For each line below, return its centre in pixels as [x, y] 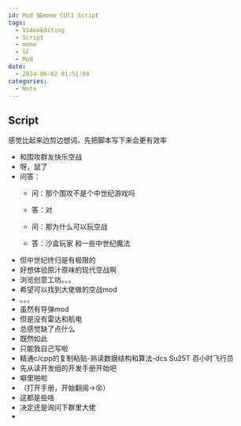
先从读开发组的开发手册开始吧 [68, 368]
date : [17, 67]
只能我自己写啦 [44, 349]
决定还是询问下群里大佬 [57, 408]
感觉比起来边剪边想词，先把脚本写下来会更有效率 [87, 140]
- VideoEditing [40, 30]
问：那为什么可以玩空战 [69, 227]
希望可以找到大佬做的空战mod [69, 290]
